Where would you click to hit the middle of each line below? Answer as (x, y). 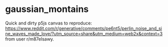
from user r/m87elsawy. (30, 39)
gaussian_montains (47, 9)
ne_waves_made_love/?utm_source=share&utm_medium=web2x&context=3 (84, 33)
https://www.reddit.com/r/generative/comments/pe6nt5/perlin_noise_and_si (83, 28)
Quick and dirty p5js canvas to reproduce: (49, 23)
